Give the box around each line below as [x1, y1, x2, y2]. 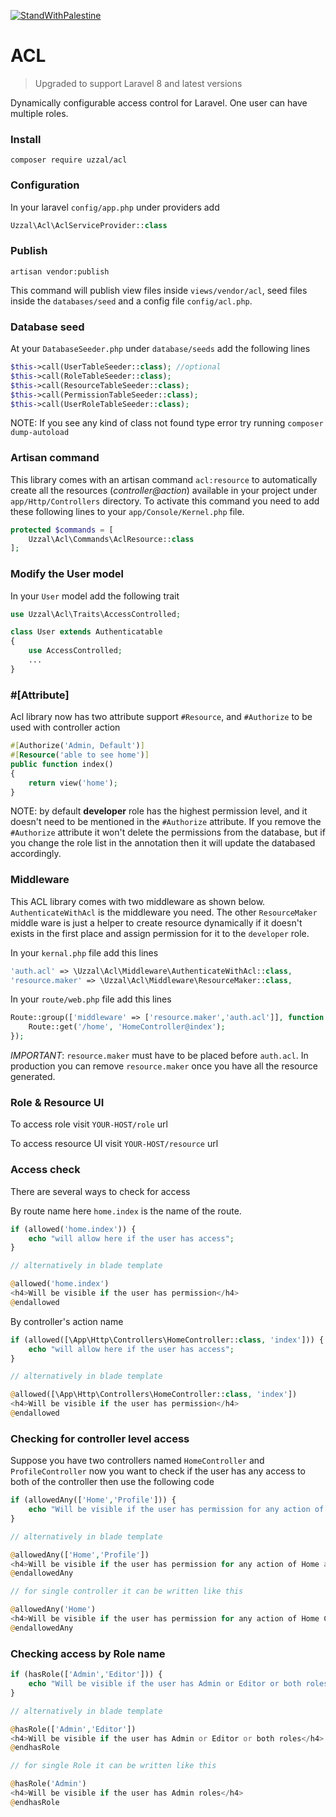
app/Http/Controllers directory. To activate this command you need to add [10, 495, 320, 507]
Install [10, 132, 42, 146]
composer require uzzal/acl [10, 155, 128, 165]
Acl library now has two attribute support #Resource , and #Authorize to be [10, 711, 313, 723]
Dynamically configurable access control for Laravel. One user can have [10, 96, 308, 109]
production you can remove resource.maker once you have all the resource [10, 1060, 318, 1072]
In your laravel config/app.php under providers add [10, 201, 220, 213]
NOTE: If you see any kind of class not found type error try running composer [10, 417, 324, 429]
